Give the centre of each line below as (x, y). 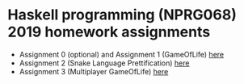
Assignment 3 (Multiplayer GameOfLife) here (94, 71)
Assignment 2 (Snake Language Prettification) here (104, 63)
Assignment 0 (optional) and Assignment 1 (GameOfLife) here (121, 54)
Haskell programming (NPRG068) (122, 15)
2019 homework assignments (109, 32)
